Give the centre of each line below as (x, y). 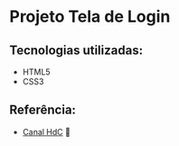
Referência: (43, 110)
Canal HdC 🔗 (46, 131)
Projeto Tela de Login (90, 17)
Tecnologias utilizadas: (76, 50)
